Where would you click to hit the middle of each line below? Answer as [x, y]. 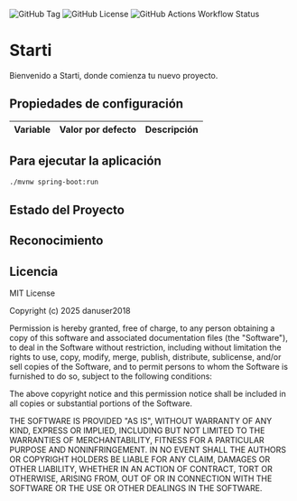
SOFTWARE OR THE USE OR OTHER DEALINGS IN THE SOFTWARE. [136, 488]
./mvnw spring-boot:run [54, 182]
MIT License [32, 293]
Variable [32, 129]
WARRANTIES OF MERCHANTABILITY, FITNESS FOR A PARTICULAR [137, 440]
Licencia [34, 271]
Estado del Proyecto [67, 209]
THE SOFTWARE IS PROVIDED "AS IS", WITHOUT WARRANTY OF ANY [141, 421]
